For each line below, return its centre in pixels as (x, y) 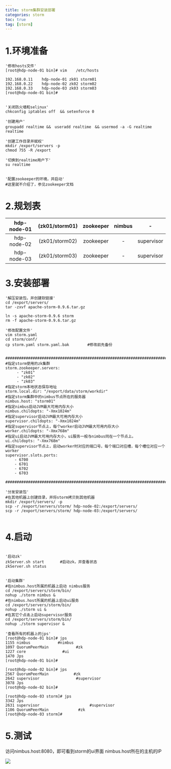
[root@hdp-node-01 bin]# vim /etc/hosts (52, 71)
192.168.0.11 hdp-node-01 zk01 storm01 (51, 80)
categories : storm (25, 15)
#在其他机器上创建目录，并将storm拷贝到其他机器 (50, 498)
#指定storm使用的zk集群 (28, 364)
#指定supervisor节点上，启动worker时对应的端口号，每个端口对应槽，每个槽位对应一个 (85, 447)
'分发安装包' (17, 492)
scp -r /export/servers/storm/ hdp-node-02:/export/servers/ (72, 506)
